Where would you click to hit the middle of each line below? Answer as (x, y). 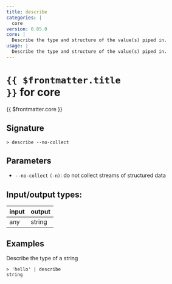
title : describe (27, 12)
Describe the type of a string (42, 258)
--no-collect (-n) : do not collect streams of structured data (90, 175)
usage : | (17, 46)
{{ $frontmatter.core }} (34, 109)
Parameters (29, 161)
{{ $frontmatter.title (64, 80)
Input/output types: (44, 194)
